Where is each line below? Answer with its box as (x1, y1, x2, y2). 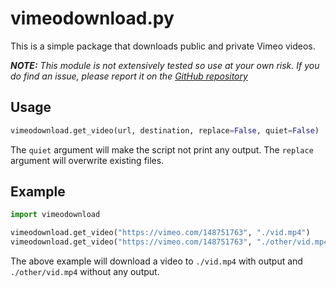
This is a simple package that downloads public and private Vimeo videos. (10, 40, 316, 52)
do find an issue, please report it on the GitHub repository (10, 70, 248, 82)
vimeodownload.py (10, 7, 175, 30)
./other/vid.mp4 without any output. (10, 266, 160, 278)
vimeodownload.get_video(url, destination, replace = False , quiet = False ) (10, 125, 320, 136)
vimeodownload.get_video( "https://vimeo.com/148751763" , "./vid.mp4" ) (10, 228, 311, 238)
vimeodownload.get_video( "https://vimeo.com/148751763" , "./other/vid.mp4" (10, 237, 333, 247)
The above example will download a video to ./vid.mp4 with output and (10, 255, 303, 267)
